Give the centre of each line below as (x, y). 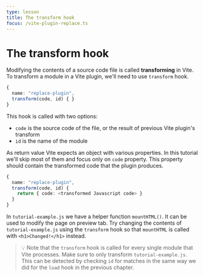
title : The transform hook (40, 18)
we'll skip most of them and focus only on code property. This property (95, 159)
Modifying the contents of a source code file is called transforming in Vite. (100, 70)
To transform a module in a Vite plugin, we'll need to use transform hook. (98, 77)
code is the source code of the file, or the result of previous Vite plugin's (105, 128)
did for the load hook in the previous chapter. (77, 267)
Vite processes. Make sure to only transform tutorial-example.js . (104, 255)
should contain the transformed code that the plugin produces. (85, 165)
